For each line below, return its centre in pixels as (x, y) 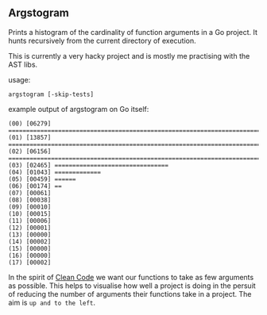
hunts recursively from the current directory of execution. (102, 40)
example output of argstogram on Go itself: (79, 109)
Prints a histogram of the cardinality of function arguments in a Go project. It (133, 32)
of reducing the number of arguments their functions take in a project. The (130, 294)
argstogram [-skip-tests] (51, 94)
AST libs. (23, 64)
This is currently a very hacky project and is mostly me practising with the (129, 56)
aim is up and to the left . (52, 302)
